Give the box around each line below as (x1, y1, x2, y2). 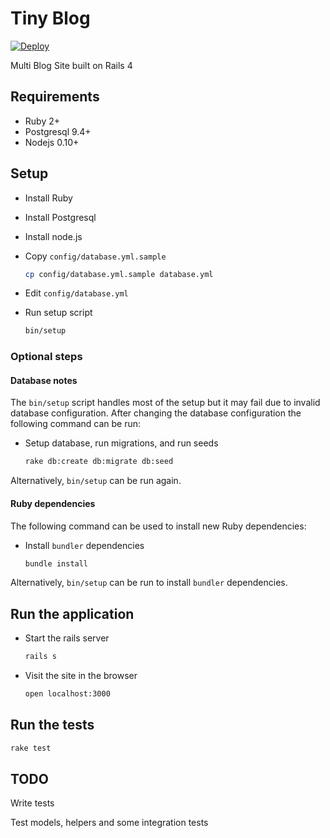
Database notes (10, 374, 78, 386)
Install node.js (24, 230, 83, 242)
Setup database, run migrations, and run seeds (24, 437, 219, 449)
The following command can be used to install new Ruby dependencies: (10, 520, 307, 532)
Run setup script (24, 307, 93, 319)
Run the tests (10, 717, 95, 734)
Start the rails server (24, 632, 110, 644)
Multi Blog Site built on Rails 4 (10, 59, 133, 71)
